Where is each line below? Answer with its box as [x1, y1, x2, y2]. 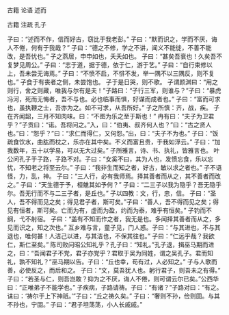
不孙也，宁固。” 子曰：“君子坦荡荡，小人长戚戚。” [7, 301, 143, 308]
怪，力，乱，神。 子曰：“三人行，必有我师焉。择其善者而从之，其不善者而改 [7, 172, 221, 180]
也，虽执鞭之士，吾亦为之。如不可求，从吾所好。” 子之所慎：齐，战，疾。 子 [7, 103, 220, 112]
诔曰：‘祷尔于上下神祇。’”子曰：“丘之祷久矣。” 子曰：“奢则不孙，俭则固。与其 [7, 292, 220, 300]
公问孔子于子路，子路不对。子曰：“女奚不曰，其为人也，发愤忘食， [7, 155, 196, 163]
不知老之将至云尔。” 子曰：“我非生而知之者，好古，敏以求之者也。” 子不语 [18, 164, 222, 171]
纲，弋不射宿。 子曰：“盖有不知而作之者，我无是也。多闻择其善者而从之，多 [7, 215, 221, 223]
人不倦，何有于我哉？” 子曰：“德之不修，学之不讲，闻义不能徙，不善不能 [7, 44, 212, 51]
